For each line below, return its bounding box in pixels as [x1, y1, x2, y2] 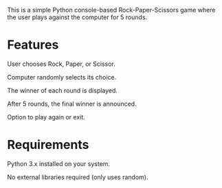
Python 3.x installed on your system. [7, 159, 111, 167]
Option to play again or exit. [7, 113, 86, 121]
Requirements [7, 137, 89, 153]
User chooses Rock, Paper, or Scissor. [7, 60, 115, 68]
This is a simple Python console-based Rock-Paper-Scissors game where [7, 6, 216, 14]
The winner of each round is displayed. [7, 86, 118, 95]
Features [7, 37, 59, 53]
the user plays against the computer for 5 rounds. [7, 13, 148, 21]
